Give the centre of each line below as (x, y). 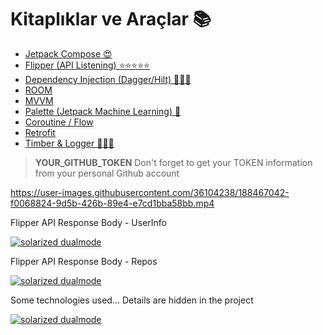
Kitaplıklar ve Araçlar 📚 (111, 19)
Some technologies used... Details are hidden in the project (132, 300)
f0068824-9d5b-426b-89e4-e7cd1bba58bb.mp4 (112, 203)
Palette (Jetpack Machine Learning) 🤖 (103, 111)
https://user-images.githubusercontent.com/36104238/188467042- (150, 192)
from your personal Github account (107, 173)
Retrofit (40, 132)
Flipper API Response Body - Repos (84, 261)
